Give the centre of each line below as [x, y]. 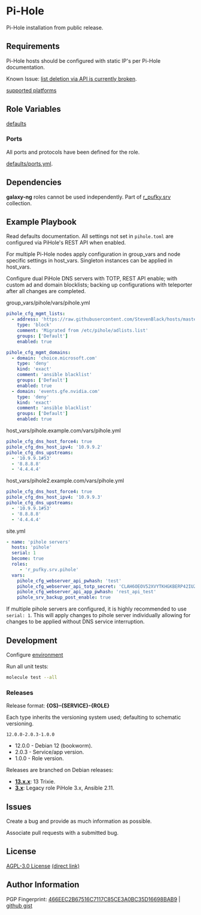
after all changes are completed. [46, 291]
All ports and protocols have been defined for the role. [73, 152]
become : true [28, 559]
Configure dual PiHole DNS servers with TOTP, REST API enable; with [92, 279]
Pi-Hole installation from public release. [55, 28]
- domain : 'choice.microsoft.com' [54, 358]
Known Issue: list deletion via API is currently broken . [71, 78]
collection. [19, 203]
